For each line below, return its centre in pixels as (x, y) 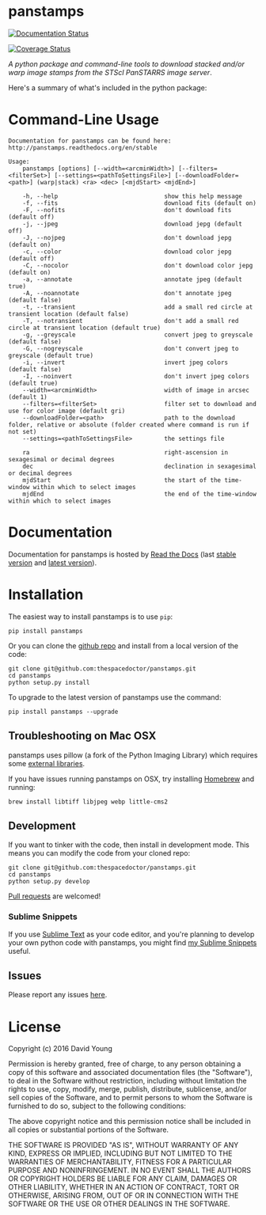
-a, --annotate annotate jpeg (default (133, 279)
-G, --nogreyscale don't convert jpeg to (131, 348)
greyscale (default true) (51, 355)
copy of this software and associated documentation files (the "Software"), (131, 1073)
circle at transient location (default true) (84, 328)
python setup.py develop (49, 882)
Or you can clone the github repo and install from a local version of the (123, 645)
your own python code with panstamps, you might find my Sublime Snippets (133, 942)
